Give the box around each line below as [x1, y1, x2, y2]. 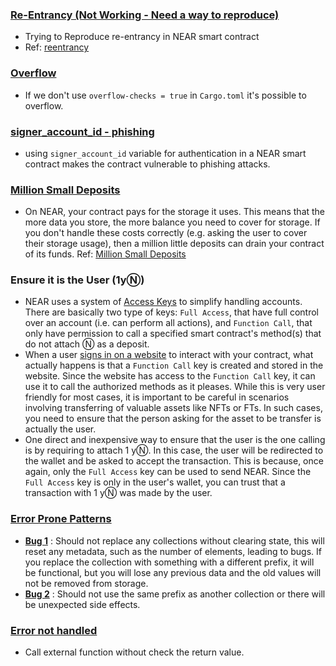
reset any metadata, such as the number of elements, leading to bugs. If [24, 545, 322, 557]
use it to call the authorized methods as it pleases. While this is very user [24, 381, 326, 393]
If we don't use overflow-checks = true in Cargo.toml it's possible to [24, 89, 307, 101]
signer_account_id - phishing [10, 124, 155, 138]
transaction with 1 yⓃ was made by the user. [24, 487, 213, 499]
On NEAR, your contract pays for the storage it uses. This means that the [24, 206, 326, 218]
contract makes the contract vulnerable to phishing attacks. [24, 158, 271, 170]
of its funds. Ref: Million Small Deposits [24, 248, 187, 260]
